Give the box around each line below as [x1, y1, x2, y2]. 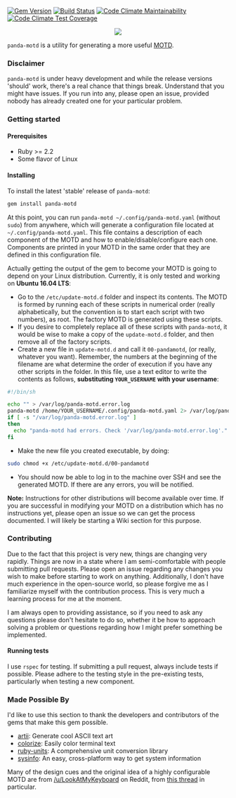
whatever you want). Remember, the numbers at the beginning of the [17, 352, 218, 361]
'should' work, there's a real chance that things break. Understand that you [7, 82, 225, 91]
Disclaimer [7, 58, 45, 68]
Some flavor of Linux [17, 155, 78, 163]
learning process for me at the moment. [7, 594, 122, 603]
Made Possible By [7, 695, 70, 704]
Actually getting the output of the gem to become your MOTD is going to [7, 264, 217, 272]
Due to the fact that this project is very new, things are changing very [7, 549, 207, 558]
